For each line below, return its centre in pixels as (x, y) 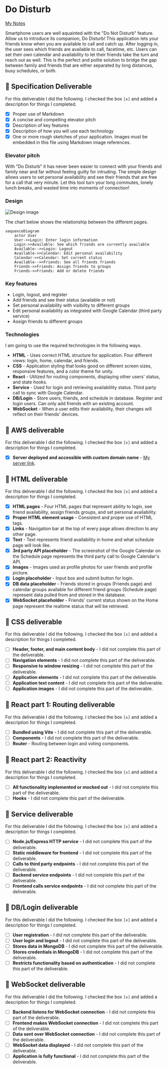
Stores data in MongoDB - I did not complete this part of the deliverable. (88, 946)
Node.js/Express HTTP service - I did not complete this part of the (82, 842)
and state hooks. (30, 382)
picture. (20, 573)
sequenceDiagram (22, 231)
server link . (24, 463)
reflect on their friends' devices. (46, 414)
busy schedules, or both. (31, 70)
